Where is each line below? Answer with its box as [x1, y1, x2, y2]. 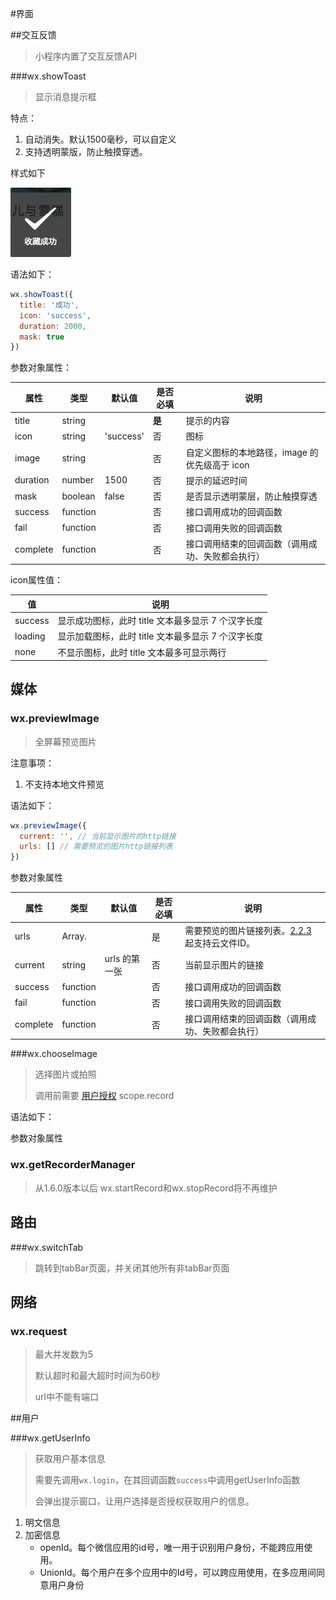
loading [14, 630, 46, 642]
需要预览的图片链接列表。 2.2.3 [184, 924, 312, 936]
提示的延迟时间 [185, 474, 248, 486]
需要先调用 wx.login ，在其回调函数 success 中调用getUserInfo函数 [34, 1474, 301, 1486]
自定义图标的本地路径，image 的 [185, 446, 319, 458]
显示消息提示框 [34, 91, 97, 102]
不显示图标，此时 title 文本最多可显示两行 [57, 646, 227, 658]
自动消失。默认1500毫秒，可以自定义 [24, 133, 177, 145]
